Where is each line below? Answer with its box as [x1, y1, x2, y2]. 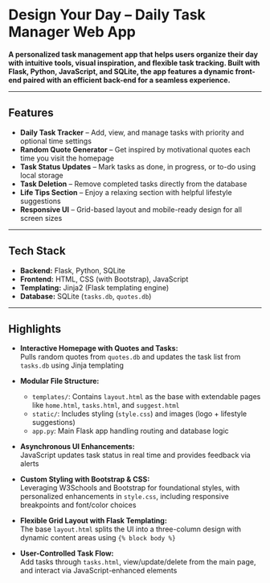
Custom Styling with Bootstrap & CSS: [19, 474, 150, 485]
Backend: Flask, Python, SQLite [19, 265, 126, 275]
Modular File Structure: [19, 377, 100, 386]
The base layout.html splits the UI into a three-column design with [19, 524, 242, 534]
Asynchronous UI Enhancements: [19, 442, 135, 452]
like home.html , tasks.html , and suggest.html [31, 401, 180, 410]
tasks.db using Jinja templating [19, 360, 125, 370]
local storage [19, 170, 64, 180]
